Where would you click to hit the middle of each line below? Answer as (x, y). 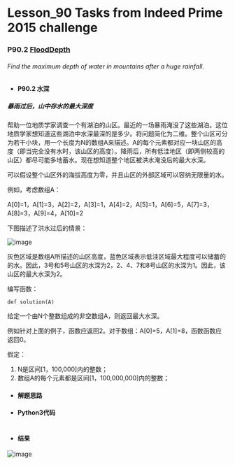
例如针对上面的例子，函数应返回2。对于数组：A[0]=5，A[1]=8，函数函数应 (115, 331)
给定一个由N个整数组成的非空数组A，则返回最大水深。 (85, 316)
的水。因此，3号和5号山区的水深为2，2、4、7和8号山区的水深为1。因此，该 (116, 265)
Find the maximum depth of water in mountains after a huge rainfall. (106, 66)
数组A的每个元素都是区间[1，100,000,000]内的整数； (93, 378)
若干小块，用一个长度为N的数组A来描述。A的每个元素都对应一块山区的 (115, 143)
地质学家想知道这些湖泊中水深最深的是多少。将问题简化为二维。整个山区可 (114, 134)
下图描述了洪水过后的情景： (47, 228)
